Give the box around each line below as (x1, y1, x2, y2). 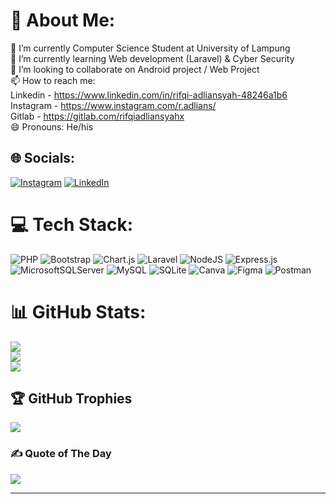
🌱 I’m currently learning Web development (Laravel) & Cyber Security (10, 52, 295, 64)
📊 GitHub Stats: (10, 300, 147, 323)
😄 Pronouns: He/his (10, 120, 94, 133)
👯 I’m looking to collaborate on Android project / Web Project (10, 63, 260, 75)
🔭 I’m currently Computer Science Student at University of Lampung (10, 42, 291, 54)
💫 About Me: (10, 9, 116, 32)
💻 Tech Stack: (10, 213, 134, 236)
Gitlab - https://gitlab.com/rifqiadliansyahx (10, 110, 185, 122)
